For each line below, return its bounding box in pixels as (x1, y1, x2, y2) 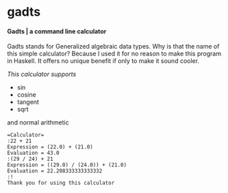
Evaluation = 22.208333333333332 (7, 168, 103, 175)
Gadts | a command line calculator (7, 27, 107, 35)
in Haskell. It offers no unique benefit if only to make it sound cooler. (7, 57, 200, 65)
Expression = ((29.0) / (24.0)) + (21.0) (7, 162, 127, 168)
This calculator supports (7, 70, 77, 79)
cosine (16, 90, 36, 99)
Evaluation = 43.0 (7, 150, 60, 157)
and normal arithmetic (7, 118, 70, 127)
